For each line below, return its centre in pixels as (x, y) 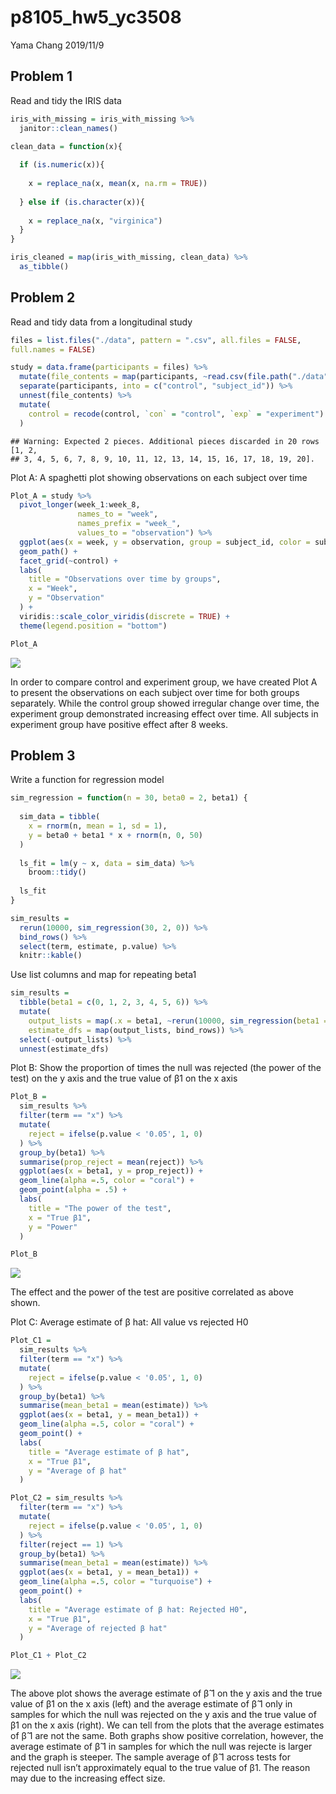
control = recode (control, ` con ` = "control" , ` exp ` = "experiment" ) (176, 414)
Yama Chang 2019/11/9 (57, 45)
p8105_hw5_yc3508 (96, 17)
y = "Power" (53, 1227)
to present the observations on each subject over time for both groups (155, 692)
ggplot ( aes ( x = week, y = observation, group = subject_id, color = (165, 542)
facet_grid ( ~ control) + (68, 561)
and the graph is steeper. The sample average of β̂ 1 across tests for (150, 1757)
